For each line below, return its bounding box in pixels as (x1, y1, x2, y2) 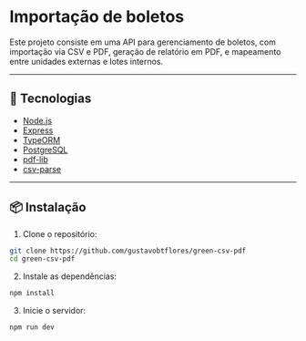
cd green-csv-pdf (9, 254, 76, 263)
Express (22, 125, 54, 136)
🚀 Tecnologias (9, 91, 92, 107)
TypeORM (22, 134, 61, 145)
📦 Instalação (9, 200, 87, 215)
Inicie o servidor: (22, 305, 87, 316)
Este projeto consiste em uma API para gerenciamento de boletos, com (9, 36, 276, 47)
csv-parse (22, 163, 62, 174)
